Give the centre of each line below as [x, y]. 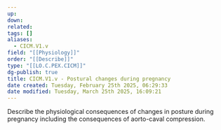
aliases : [20, 40]
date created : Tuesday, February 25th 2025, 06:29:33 [88, 85]
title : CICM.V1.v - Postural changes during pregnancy [89, 79]
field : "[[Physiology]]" [43, 53]
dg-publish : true [33, 72]
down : [15, 20]
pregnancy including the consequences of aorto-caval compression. [106, 119]
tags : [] [20, 33]
